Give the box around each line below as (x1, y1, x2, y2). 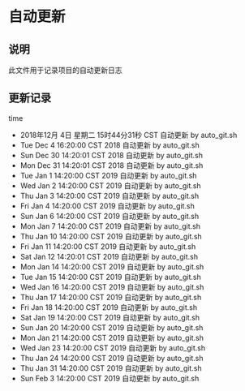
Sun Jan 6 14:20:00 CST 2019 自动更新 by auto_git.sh (19, 211, 200, 221)
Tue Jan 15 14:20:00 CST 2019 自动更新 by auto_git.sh (19, 272, 201, 281)
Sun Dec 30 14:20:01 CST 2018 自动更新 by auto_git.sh (19, 150, 203, 160)
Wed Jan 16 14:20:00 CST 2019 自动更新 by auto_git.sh (19, 281, 204, 292)
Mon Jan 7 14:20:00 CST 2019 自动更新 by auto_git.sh (19, 221, 201, 231)
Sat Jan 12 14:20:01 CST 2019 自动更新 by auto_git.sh (19, 251, 199, 261)
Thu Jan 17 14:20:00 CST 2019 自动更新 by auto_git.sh (19, 292, 202, 302)
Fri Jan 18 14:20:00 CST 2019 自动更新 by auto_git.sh (19, 302, 197, 312)
